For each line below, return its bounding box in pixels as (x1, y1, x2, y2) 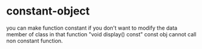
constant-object (6, 4, 90, 18)
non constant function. (6, 37, 63, 44)
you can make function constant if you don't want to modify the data (6, 24, 178, 31)
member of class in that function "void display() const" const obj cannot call (6, 30, 197, 38)
